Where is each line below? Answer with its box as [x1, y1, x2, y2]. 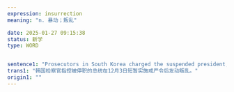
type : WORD [7, 43, 39, 49]
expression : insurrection [7, 10, 82, 17]
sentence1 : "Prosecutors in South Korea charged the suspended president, [7, 61, 229, 68]
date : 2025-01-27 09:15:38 [7, 29, 86, 36]
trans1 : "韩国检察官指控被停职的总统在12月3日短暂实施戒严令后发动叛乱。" [7, 68, 198, 75]
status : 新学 [7, 36, 43, 43]
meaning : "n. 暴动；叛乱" [7, 17, 77, 24]
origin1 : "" [7, 74, 42, 81]
